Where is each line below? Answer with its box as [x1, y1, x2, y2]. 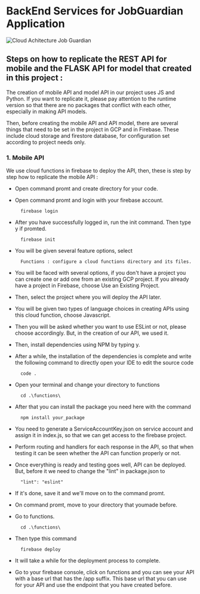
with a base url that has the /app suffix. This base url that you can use [14, 575, 187, 582]
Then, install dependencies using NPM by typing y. [14, 341, 140, 348]
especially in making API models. [6, 108, 88, 115]
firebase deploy [20, 547, 61, 553]
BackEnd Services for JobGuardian [6, 4, 184, 18]
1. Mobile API [6, 153, 45, 162]
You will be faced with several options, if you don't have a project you [14, 269, 186, 277]
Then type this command [14, 535, 77, 543]
